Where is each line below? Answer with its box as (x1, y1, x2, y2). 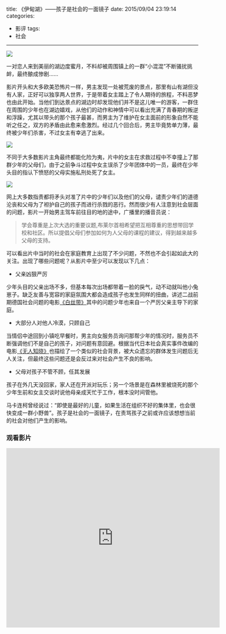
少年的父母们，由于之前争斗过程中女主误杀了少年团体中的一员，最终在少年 (11, 161, 199, 168)
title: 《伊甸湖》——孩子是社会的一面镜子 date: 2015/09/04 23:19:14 (6, 5, 177, 12)
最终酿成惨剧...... (16, 70, 59, 78)
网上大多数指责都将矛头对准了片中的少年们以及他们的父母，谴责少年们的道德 (6, 193, 199, 200)
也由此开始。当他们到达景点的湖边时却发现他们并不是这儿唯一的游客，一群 (6, 98, 193, 106)
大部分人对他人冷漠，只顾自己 (15, 319, 90, 326)
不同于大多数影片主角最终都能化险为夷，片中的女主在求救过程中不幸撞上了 (6, 153, 193, 161)
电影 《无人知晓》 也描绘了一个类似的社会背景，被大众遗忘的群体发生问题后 (6, 348, 193, 354)
